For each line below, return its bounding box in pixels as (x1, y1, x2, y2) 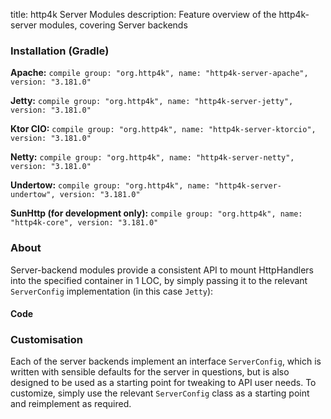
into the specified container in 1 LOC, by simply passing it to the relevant (10, 274, 308, 286)
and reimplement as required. (10, 398, 132, 410)
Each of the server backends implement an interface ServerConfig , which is (10, 355, 322, 368)
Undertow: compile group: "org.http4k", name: (10, 179, 211, 191)
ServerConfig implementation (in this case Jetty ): (10, 285, 214, 297)
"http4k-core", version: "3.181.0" (10, 218, 159, 228)
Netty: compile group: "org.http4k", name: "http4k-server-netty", (10, 151, 295, 163)
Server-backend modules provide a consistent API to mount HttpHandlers (10, 264, 314, 276)
